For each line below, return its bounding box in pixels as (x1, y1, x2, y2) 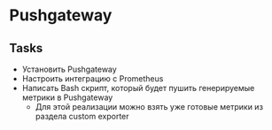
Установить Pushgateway (21, 64, 117, 74)
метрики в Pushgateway (21, 92, 113, 103)
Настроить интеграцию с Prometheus (21, 73, 164, 84)
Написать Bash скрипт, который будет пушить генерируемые (21, 83, 255, 93)
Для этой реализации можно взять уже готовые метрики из (35, 102, 264, 111)
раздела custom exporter (35, 111, 130, 121)
